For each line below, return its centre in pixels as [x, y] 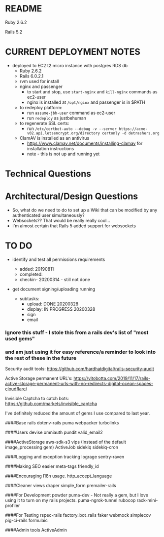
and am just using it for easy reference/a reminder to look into [81, 352]
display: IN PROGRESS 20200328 [61, 309]
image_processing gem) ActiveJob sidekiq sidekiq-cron [62, 447]
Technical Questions [48, 174]
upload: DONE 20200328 [53, 304]
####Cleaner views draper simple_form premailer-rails [61, 486]
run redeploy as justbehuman [56, 118]
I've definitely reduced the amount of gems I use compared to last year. [78, 413]
